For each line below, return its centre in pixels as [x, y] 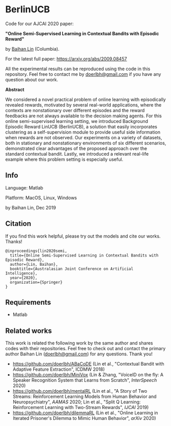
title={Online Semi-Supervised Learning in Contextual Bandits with [84, 255]
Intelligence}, [21, 273]
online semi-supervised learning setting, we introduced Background [77, 121]
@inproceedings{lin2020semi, [36, 251]
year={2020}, [24, 278]
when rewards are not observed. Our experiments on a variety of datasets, [84, 137]
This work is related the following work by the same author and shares [79, 343]
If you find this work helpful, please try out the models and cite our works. [83, 236]
